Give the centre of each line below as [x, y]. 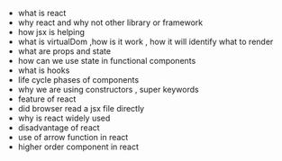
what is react [42, 13]
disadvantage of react [59, 128]
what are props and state [64, 51]
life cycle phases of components [78, 80]
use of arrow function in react [73, 137]
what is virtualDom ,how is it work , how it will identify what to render [146, 41]
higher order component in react [78, 147]
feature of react [47, 99]
